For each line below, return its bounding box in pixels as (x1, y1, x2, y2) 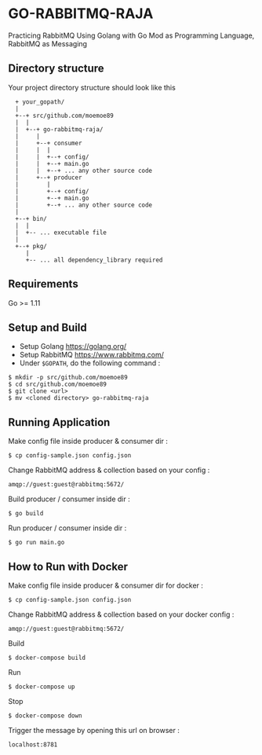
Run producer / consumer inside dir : (8, 523, 127, 533)
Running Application (8, 416, 111, 429)
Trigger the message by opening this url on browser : (8, 726, 180, 735)
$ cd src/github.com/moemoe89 (8, 380, 107, 389)
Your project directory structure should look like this (8, 82, 176, 92)
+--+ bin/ (15, 214, 47, 222)
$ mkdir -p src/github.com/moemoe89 (8, 374, 128, 382)
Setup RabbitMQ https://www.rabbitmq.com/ (19, 350, 165, 360)
